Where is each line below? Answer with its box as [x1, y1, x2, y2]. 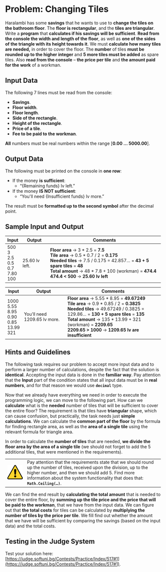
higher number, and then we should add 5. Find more [27, 470, 135, 476]
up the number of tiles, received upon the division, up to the [27, 464, 148, 470]
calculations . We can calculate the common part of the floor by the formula [5, 418, 161, 424]
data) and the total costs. [5, 523, 56, 529]
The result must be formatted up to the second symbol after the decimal [5, 203, 154, 209]
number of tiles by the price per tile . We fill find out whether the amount [5, 512, 153, 518]
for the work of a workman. [5, 62, 62, 68]
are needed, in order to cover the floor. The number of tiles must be [5, 46, 145, 52]
